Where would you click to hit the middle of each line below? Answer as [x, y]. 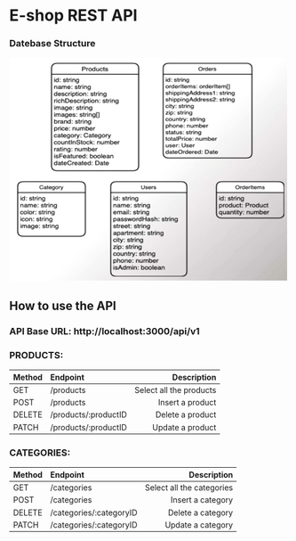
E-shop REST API [73, 16]
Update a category [199, 525]
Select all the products [176, 389]
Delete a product [186, 414]
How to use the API [63, 305]
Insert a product [187, 403]
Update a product [184, 427]
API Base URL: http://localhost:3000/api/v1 [104, 331]
